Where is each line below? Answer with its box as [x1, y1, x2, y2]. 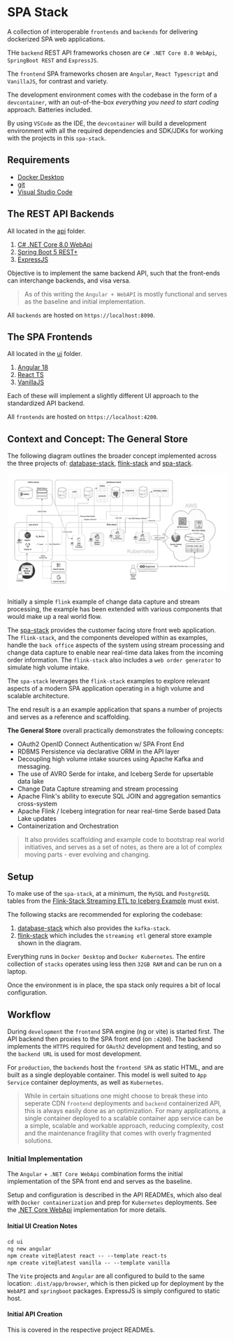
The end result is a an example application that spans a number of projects [7, 705, 223, 714]
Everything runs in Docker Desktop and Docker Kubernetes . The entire [7, 953, 206, 961]
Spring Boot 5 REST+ [17, 247, 78, 256]
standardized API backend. [7, 399, 85, 407]
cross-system [17, 800, 57, 808]
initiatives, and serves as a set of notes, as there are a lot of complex [24, 843, 222, 852]
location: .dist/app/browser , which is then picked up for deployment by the [7, 1279, 224, 1287]
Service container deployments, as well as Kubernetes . [7, 1078, 164, 1087]
